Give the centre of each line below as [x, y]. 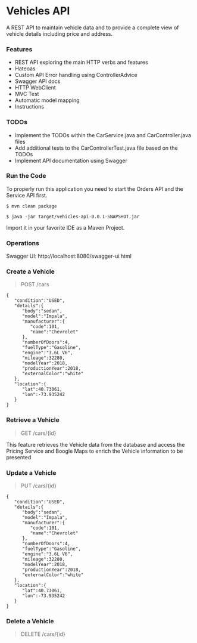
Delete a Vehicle [30, 621]
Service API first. [27, 195]
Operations [23, 243]
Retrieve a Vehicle [33, 420]
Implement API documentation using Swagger [71, 160]
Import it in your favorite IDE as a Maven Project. [65, 227]
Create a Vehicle [30, 271]
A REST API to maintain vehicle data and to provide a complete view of [93, 27]
